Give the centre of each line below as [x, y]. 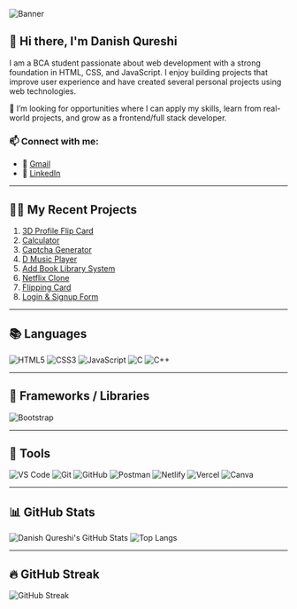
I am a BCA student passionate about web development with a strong [135, 63]
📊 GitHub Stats [52, 512]
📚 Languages [48, 334]
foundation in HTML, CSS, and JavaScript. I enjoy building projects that [138, 72]
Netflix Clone [46, 277]
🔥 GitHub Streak [54, 574]
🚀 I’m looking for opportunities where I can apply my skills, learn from [136, 108]
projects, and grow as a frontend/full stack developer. [129, 117]
